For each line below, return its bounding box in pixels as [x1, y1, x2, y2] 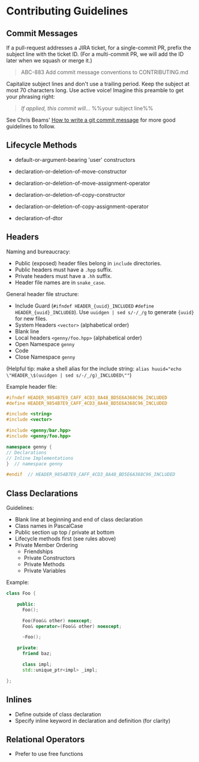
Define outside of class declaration [14, 710, 101, 717]
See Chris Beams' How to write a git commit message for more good [6, 116, 176, 123]
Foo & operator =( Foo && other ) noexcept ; [22, 623, 122, 630]
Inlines [6, 695, 32, 705]
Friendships [23, 548, 53, 555]
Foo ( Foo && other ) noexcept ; [22, 618, 93, 624]
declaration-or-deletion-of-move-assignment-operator [14, 179, 150, 187]
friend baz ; [22, 651, 52, 657]
